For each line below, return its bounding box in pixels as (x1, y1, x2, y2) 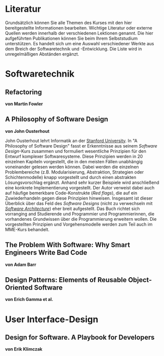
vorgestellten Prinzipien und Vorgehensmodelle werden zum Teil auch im (5, 221, 153, 227)
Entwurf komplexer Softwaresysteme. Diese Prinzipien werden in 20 (5, 153, 143, 159)
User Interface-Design (5, 314, 99, 325)
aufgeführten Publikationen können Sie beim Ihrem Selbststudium (5, 35, 138, 41)
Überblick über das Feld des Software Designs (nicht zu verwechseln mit (5, 200, 153, 206)
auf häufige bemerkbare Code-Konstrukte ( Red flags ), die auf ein (5, 190, 137, 196)
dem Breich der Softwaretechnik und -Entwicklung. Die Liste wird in (5, 46, 142, 52)
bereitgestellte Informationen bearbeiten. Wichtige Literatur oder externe (5, 25, 152, 30)
